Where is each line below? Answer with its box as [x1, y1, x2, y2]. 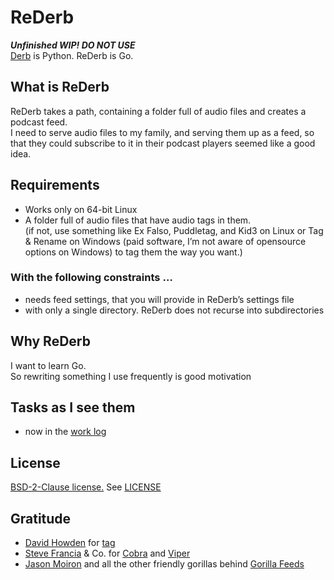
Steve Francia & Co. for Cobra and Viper [24, 547, 191, 560]
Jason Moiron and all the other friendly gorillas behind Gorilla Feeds [24, 558, 305, 570]
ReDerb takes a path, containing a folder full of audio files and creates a [10, 105, 307, 117]
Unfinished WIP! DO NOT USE [10, 39, 136, 51]
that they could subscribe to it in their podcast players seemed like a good [10, 137, 316, 149]
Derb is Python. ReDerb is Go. [10, 49, 134, 61]
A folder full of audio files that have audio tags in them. [24, 214, 252, 226]
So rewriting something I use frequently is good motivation [10, 370, 252, 382]
